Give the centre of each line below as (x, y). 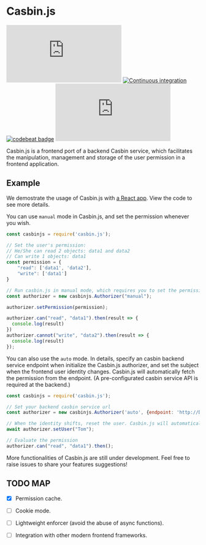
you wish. (18, 223)
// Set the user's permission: (46, 245)
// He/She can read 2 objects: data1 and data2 (68, 251)
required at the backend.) (38, 384)
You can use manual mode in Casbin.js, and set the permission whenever (98, 216)
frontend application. (33, 164)
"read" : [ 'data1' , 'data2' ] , (55, 268)
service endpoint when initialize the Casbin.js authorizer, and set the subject (103, 365)
